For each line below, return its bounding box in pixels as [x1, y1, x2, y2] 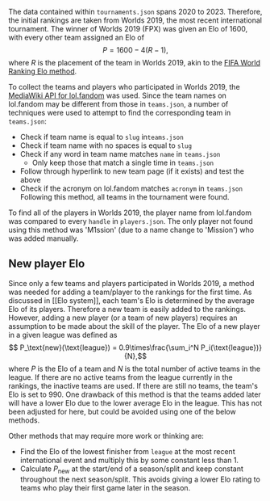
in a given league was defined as [8, 330, 118, 339]
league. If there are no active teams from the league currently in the [8, 372, 233, 382]
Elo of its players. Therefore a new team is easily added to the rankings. [8, 304, 247, 314]
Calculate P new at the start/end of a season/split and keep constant [19, 464, 244, 475]
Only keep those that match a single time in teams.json [31, 158, 214, 167]
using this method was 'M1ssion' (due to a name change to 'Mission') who [8, 225, 255, 234]
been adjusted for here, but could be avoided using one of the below [8, 406, 236, 416]
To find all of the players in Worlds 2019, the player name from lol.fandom [8, 208, 252, 217]
